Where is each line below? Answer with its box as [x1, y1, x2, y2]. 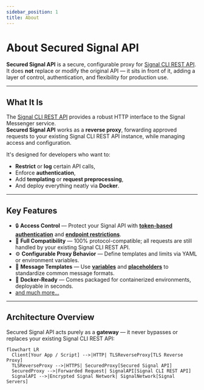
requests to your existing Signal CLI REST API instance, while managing [6, 133, 185, 140]
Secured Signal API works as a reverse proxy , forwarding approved [6, 126, 177, 134]
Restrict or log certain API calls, [15, 162, 96, 170]
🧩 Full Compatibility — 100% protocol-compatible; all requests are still [15, 237, 192, 245]
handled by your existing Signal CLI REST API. [15, 244, 131, 251]
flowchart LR [6, 346, 39, 353]
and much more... [15, 289, 59, 296]
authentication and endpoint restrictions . [15, 231, 121, 238]
